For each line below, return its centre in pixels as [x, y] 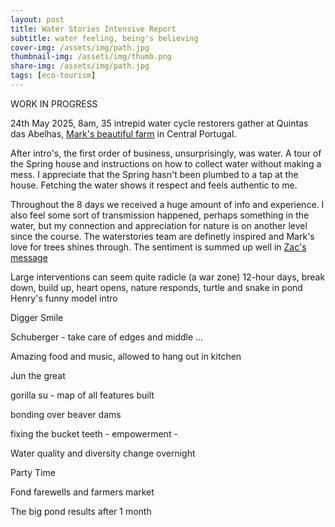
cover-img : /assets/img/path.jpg [80, 47]
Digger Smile [37, 317]
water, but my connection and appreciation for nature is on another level [159, 225]
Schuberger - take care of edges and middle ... [107, 337]
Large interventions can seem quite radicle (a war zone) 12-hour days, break [168, 277]
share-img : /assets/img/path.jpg [80, 66]
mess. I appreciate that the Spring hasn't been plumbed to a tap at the [154, 174]
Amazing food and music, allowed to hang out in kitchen [126, 356]
